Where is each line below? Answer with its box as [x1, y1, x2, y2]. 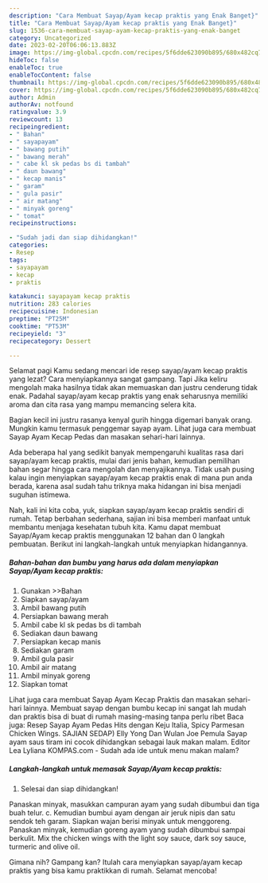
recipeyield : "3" [9, 329, 67, 337]
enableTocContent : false [9, 71, 91, 79]
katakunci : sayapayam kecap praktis [9, 293, 130, 301]
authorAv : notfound [9, 101, 74, 108]
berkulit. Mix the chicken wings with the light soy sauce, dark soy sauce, [9, 834, 247, 843]
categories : [9, 241, 49, 250]
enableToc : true [9, 64, 63, 72]
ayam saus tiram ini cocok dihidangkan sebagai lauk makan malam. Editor [9, 737, 251, 747]
